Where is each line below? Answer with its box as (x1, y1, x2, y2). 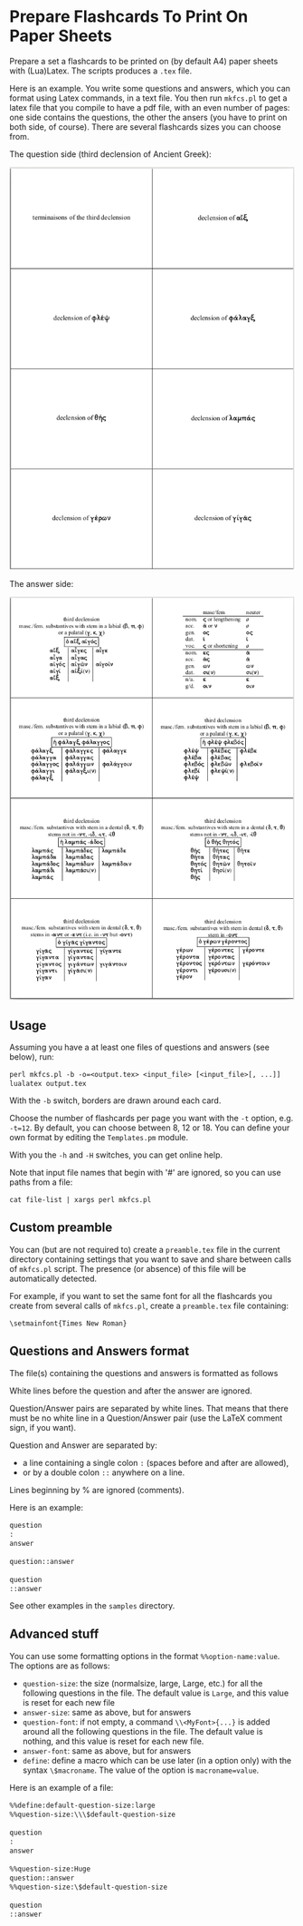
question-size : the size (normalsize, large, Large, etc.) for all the (22, 1677, 263, 1688)
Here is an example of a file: (9, 1782, 114, 1793)
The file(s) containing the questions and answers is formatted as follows (9, 1367, 279, 1378)
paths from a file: (9, 1177, 73, 1188)
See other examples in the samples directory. (9, 1599, 175, 1611)
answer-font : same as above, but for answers (22, 1745, 192, 1756)
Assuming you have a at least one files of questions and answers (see (9, 1041, 270, 1053)
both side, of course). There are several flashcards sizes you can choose (9, 121, 282, 132)
